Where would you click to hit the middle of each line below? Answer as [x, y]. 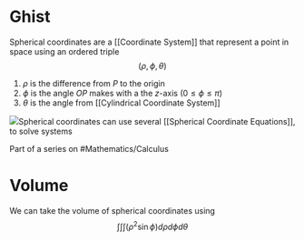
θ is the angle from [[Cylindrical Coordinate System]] [121, 103]
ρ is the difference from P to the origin [93, 83]
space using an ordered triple [64, 51]
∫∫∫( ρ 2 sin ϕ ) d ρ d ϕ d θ [152, 226]
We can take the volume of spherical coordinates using [113, 210]
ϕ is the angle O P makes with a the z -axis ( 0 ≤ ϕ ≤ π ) [123, 93]
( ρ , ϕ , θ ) [152, 65]
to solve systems [41, 131]
